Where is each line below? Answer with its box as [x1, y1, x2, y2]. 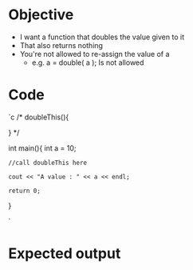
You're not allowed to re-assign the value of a [19, 49, 170, 58]
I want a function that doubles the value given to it [19, 32, 185, 42]
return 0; [8, 187, 41, 195]
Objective [8, 6, 74, 24]
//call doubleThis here [8, 159, 88, 167]
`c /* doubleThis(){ [8, 112, 69, 122]
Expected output [8, 244, 121, 263]
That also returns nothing [19, 40, 104, 50]
